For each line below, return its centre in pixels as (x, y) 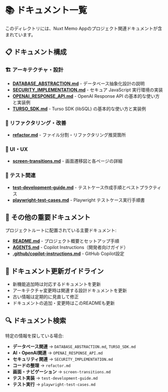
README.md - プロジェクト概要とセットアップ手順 (66, 241)
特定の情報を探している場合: (34, 336)
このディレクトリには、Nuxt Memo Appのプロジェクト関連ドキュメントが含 (84, 28)
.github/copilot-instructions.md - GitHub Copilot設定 (68, 254)
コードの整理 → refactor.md (41, 365)
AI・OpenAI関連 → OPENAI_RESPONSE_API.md (58, 353)
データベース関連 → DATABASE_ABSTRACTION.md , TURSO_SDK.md (74, 346)
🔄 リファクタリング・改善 (36, 123)
